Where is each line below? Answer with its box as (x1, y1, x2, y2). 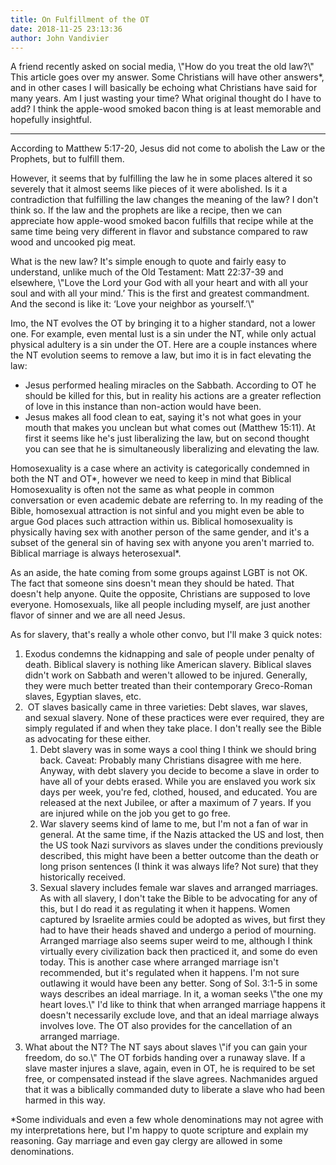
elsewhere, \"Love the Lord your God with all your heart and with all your (10, 277, 309, 289)
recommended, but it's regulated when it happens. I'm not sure (39, 967, 300, 979)
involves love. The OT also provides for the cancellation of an (39, 1020, 293, 1032)
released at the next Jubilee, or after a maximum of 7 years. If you (39, 797, 312, 809)
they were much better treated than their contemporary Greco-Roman (24, 680, 313, 692)
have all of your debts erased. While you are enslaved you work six (39, 776, 316, 788)
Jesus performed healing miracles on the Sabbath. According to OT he (24, 379, 317, 391)
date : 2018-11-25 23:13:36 (10, 24, 123, 34)
